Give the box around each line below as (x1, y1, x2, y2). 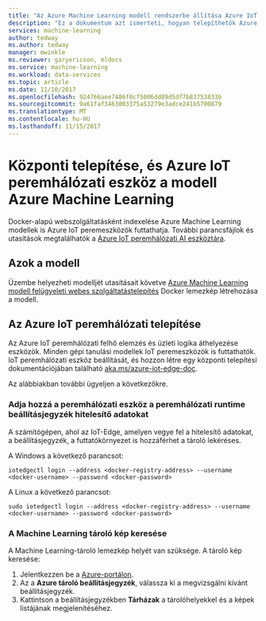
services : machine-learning (8, 26, 102, 34)
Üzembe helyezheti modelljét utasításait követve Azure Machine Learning (8, 277, 249, 287)
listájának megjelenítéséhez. (19, 603, 113, 612)
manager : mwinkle (8, 48, 66, 56)
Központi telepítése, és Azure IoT (8, 156, 231, 175)
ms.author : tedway (8, 41, 69, 49)
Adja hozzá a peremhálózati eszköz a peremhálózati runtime (8, 399, 246, 410)
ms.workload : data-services (8, 71, 102, 79)
